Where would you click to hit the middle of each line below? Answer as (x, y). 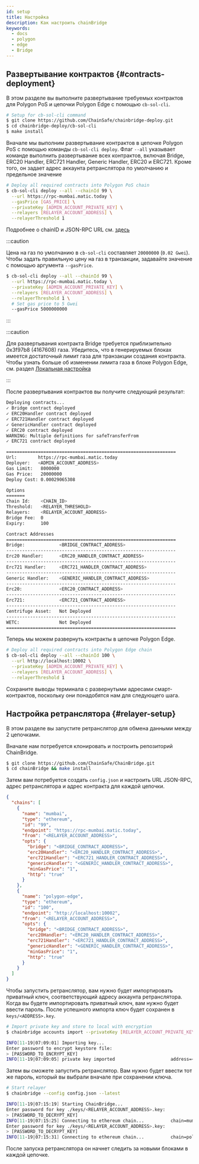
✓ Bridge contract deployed (41, 408)
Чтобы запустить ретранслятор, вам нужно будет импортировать (89, 990)
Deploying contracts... (36, 403)
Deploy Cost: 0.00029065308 (41, 479)
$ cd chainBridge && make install (49, 769)
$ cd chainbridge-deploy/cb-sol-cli (51, 126)
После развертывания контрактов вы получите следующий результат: (96, 392)
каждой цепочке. (28, 1155)
